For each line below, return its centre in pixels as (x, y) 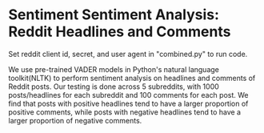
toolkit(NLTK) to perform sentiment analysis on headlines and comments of (132, 78)
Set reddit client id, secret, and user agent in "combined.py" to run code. (128, 54)
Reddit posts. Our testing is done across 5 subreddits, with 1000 (114, 87)
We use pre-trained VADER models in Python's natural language (114, 69)
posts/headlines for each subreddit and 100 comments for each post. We (128, 95)
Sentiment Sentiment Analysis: (114, 15)
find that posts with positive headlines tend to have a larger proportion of (128, 103)
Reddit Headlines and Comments (120, 32)
